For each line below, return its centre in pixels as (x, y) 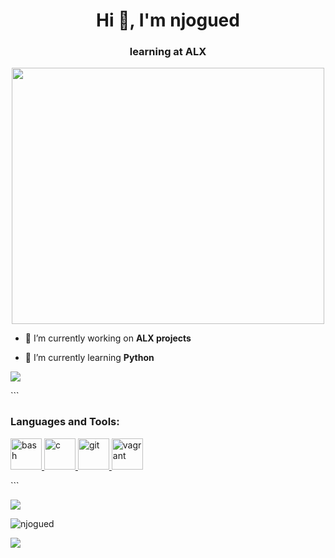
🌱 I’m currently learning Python (89, 358)
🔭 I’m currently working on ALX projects (108, 338)
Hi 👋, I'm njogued (168, 20)
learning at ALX (168, 52)
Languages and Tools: (65, 422)
